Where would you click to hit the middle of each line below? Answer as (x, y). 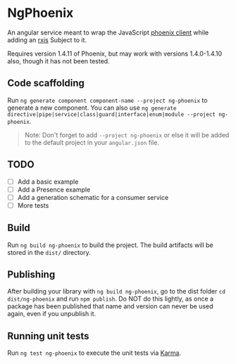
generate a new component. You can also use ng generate (92, 108)
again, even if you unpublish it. (52, 314)
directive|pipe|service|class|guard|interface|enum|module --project (112, 114)
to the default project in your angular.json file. (92, 142)
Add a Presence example (54, 189)
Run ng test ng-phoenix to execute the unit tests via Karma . (94, 353)
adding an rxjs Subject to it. (47, 39)
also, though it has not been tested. (59, 61)
